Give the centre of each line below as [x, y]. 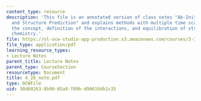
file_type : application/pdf [41, 45]
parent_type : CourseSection [41, 67]
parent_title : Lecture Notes [42, 61]
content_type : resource [36, 12]
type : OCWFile [24, 84]
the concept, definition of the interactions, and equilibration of [99, 28]
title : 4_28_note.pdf [33, 78]
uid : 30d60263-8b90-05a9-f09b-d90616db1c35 [61, 89]
